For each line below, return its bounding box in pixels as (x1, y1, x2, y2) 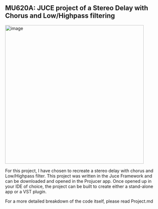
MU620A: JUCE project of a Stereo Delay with (5, 4, 149, 12)
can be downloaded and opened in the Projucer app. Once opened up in (5, 178, 152, 184)
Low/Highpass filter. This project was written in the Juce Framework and (5, 173, 153, 179)
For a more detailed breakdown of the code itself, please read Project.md (5, 198, 154, 204)
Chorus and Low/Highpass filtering (5, 12, 115, 20)
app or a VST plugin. (5, 188, 47, 194)
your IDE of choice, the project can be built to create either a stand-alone (5, 183, 154, 189)
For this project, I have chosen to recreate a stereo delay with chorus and (5, 168, 154, 174)
